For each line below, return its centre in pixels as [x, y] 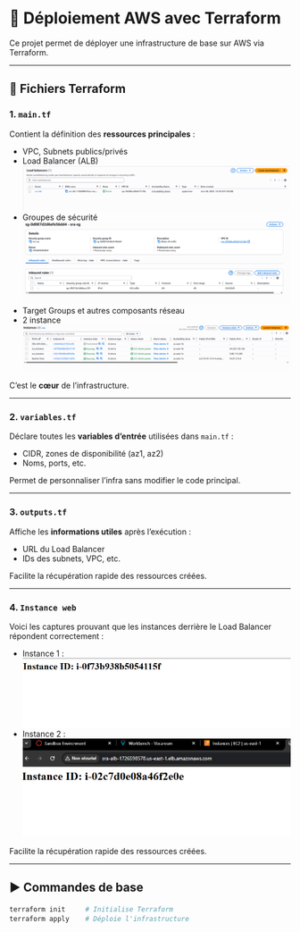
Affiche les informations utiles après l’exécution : [100, 532]
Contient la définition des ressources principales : [102, 134]
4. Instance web [43, 607]
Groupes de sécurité [60, 217]
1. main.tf [30, 114]
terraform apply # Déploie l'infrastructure [100, 919]
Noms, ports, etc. [54, 463]
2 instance [42, 320]
